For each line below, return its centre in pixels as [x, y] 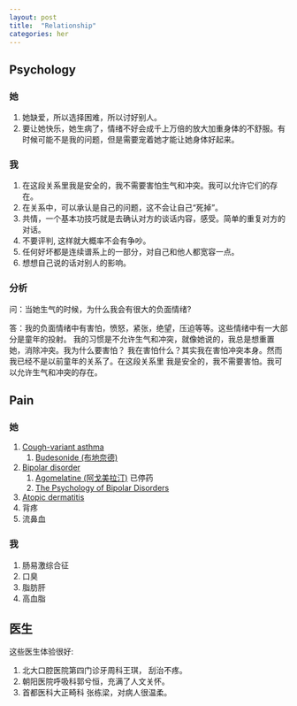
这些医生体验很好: [42, 652]
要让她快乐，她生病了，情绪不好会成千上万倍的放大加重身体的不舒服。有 [153, 128]
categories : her [39, 34]
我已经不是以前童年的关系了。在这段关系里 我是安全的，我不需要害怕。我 [142, 361]
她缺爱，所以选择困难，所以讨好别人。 [91, 118]
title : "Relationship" [53, 26]
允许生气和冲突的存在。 [59, 372]
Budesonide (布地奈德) [76, 457]
